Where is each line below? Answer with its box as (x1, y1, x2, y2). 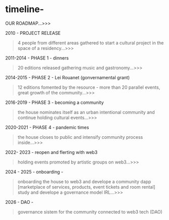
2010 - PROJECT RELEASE (5, 30, 61, 36)
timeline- (5, 4, 44, 15)
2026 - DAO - (5, 199, 34, 205)
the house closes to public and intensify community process (17, 134, 143, 140)
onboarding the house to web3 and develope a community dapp (17, 178, 151, 185)
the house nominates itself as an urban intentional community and (17, 109, 155, 115)
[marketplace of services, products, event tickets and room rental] (17, 184, 155, 190)
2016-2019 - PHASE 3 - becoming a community (5, 99, 104, 105)
